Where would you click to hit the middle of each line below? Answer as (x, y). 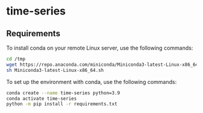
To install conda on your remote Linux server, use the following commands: (100, 48)
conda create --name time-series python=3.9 (63, 93)
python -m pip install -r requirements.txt (62, 104)
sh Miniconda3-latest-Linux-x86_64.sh (55, 70)
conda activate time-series (42, 98)
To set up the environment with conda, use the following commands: (92, 82)
